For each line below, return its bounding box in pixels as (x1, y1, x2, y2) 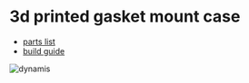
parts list (22, 36, 56, 47)
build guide (22, 45, 65, 56)
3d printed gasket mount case (9, 6, 241, 27)
